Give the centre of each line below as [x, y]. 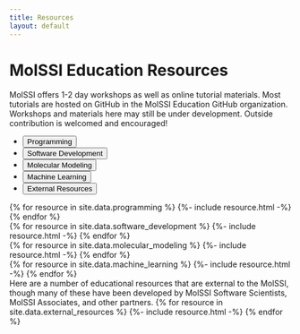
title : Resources [42, 17]
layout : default [39, 26]
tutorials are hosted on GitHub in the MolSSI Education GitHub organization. [149, 105]
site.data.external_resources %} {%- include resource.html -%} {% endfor [146, 312]
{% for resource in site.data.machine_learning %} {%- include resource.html [150, 264]
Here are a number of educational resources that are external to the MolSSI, [149, 284]
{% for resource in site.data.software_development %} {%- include [133, 227]
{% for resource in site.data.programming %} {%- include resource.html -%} [150, 208]
